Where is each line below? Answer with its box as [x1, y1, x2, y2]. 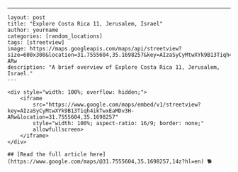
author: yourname [7, 26, 59, 33]
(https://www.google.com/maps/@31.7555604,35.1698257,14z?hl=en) [7, 158, 204, 165]
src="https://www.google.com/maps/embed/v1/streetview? [33, 101, 201, 108]
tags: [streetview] [7, 39, 65, 46]
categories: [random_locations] [7, 33, 103, 40]
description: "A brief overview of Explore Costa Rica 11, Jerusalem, [7, 64, 220, 71]
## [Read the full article [7, 151, 87, 158]
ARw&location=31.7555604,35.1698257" [7, 114, 119, 121]
